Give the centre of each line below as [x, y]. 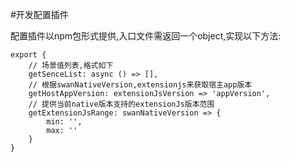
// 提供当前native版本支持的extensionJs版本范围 [121, 104]
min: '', [64, 122]
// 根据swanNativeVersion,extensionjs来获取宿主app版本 [140, 85]
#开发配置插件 [39, 14]
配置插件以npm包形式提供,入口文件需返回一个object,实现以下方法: [146, 36]
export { [28, 55]
